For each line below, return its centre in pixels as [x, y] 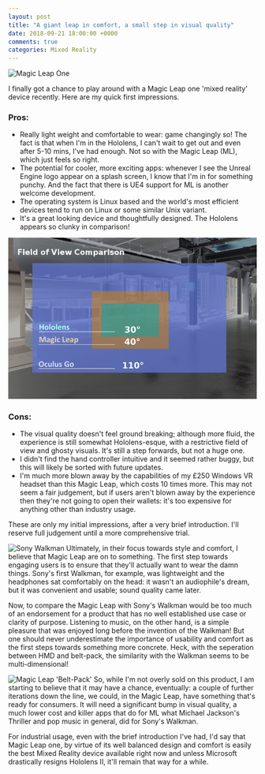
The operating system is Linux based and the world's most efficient [129, 202]
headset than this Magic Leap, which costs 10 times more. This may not [136, 484]
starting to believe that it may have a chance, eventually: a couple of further [131, 688]
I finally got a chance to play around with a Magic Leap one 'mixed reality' [128, 89]
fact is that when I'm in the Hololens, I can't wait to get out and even [130, 143]
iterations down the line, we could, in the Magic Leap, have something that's [132, 696]
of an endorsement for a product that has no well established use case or [127, 614]
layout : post [30, 17]
